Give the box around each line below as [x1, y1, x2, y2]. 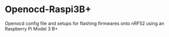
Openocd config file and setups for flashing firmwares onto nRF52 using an [5, 20, 164, 26]
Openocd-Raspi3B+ [5, 4, 91, 15]
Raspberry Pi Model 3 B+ [5, 25, 58, 31]
